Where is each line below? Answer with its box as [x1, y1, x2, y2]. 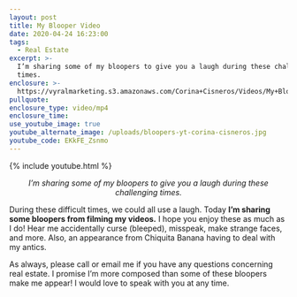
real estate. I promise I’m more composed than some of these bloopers [9, 268, 268, 278]
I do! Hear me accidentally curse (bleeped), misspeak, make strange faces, [9, 223, 283, 233]
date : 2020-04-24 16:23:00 [9, 29, 109, 38]
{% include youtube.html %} [9, 160, 112, 171]
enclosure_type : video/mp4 [9, 103, 109, 112]
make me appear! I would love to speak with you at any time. [9, 278, 230, 288]
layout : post [9, 12, 57, 22]
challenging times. [114, 187, 183, 197]
